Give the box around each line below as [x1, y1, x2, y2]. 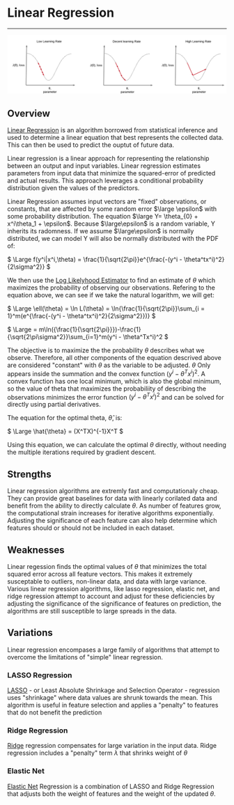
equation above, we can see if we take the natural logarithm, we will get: [7, 291, 214, 299]
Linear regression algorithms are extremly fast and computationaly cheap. [7, 487, 219, 495]
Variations [7, 627, 54, 639]
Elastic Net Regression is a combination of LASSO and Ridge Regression [7, 782, 214, 790]
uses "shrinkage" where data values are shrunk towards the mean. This [7, 694, 212, 702]
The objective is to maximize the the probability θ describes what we [7, 346, 205, 354]
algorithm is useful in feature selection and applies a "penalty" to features [7, 701, 219, 710]
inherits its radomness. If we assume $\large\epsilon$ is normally [7, 227, 194, 235]
